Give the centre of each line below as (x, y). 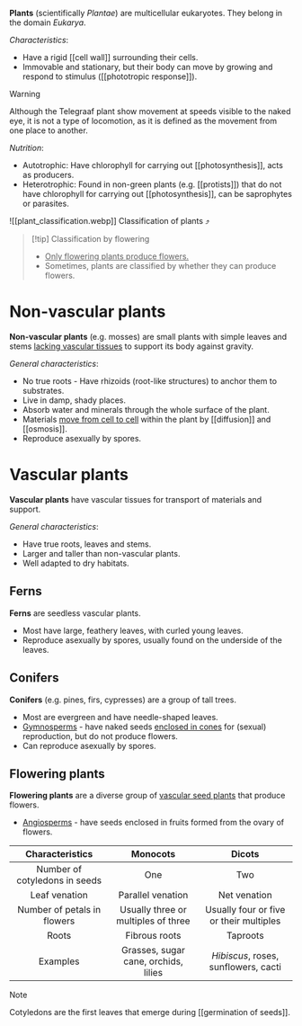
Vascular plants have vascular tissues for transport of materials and (136, 499)
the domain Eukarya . (48, 22)
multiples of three (153, 921)
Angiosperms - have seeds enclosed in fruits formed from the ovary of (153, 823)
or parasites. (45, 203)
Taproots (245, 936)
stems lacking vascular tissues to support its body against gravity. (132, 346)
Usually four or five (245, 910)
